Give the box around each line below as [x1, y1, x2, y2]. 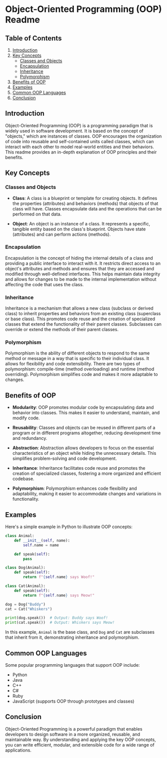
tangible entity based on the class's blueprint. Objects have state [12, 226, 146, 232]
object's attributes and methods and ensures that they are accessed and [5, 265, 155, 271]
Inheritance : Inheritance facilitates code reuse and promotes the [12, 465, 146, 471]
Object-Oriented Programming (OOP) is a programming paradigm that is [5, 122, 153, 128]
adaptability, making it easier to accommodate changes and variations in [12, 491, 162, 497]
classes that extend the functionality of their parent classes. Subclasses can [5, 321, 162, 327]
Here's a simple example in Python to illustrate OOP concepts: [5, 524, 133, 530]
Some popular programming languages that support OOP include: [5, 662, 140, 668]
